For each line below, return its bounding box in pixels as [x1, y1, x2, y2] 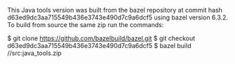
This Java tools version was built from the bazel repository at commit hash [7, 6, 223, 14]
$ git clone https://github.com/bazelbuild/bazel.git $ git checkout [7, 34, 196, 42]
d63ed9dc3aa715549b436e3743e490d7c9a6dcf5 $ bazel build [7, 42, 192, 49]
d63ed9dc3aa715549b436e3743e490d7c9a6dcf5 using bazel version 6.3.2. [7, 13, 229, 22]
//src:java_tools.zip [7, 49, 62, 57]
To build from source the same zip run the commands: [7, 21, 164, 29]
